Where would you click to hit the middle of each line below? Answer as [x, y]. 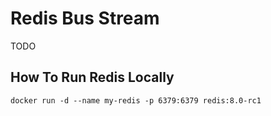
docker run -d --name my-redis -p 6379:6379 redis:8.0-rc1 [136, 100]
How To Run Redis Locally [92, 77]
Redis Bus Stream [85, 18]
